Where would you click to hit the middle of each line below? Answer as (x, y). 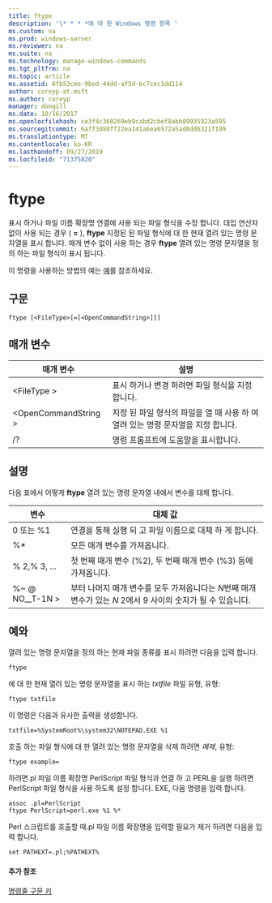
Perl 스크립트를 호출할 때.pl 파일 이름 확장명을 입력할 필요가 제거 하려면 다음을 (131, 827)
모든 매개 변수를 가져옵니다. (120, 545)
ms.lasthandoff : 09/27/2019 (56, 152)
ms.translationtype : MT (49, 136)
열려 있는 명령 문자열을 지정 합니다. (174, 424)
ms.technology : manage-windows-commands (78, 62)
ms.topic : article (39, 76)
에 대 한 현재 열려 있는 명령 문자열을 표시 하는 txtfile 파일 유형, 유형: (115, 684)
